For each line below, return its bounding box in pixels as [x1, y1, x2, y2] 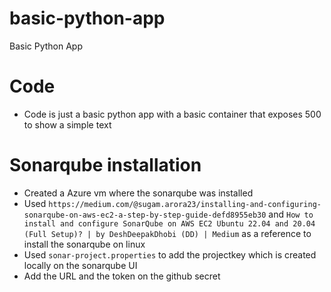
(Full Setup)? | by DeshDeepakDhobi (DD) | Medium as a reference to [23, 227, 312, 239]
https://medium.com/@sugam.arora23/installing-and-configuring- [48, 199, 322, 209]
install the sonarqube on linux [23, 238, 146, 250]
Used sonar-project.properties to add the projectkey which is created [23, 248, 317, 261]
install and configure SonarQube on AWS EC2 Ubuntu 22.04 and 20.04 [23, 218, 316, 229]
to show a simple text [23, 118, 112, 131]
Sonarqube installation [9, 154, 202, 177]
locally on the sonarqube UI [23, 259, 138, 271]
